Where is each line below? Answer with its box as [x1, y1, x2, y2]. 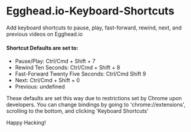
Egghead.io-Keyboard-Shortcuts [6, 4, 175, 18]
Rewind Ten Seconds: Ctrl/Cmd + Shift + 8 [14, 64, 120, 71]
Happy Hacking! [6, 119, 46, 127]
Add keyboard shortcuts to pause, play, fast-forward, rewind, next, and [6, 24, 182, 31]
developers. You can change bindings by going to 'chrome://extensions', [6, 101, 186, 109]
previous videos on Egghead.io [6, 30, 83, 37]
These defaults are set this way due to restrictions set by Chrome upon [6, 95, 182, 102]
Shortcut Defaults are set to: [6, 44, 79, 52]
